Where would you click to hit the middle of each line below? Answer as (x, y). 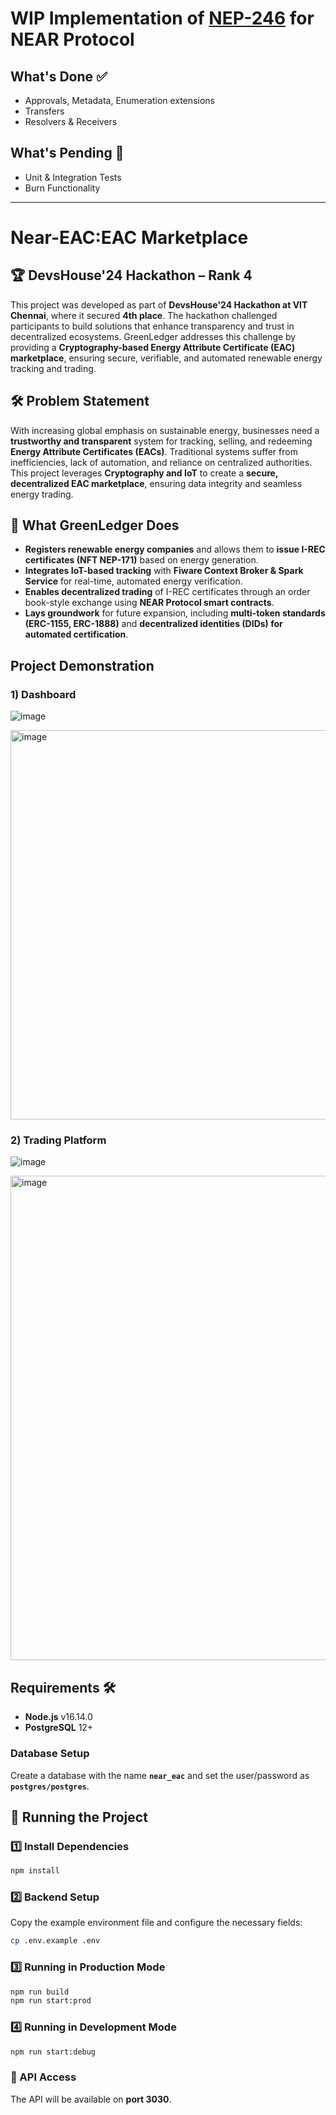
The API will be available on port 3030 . (91, 2099)
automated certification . (76, 634)
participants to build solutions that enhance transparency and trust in (152, 326)
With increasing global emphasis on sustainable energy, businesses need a (165, 430)
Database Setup (50, 1754)
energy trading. (42, 494)
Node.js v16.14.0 (58, 1717)
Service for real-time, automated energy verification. (133, 581)
